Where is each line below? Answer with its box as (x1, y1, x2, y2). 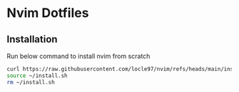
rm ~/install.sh (6, 79, 55, 86)
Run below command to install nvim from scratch (6, 52, 151, 60)
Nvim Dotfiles (6, 5, 89, 21)
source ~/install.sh (6, 72, 68, 79)
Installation (6, 33, 58, 45)
